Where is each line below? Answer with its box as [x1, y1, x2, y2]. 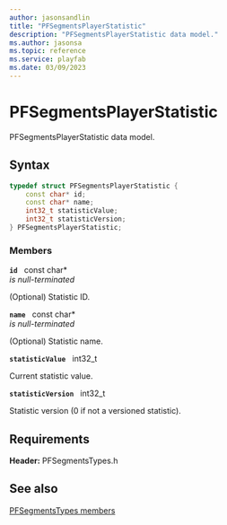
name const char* [9, 309, 76, 319]
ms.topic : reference [9, 47, 87, 56]
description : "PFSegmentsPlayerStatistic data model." [9, 30, 219, 39]
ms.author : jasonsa [9, 38, 83, 48]
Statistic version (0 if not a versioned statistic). [9, 406, 181, 416]
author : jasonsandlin [9, 13, 91, 22]
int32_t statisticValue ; [25, 206, 118, 215]
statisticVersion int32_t [9, 388, 106, 399]
